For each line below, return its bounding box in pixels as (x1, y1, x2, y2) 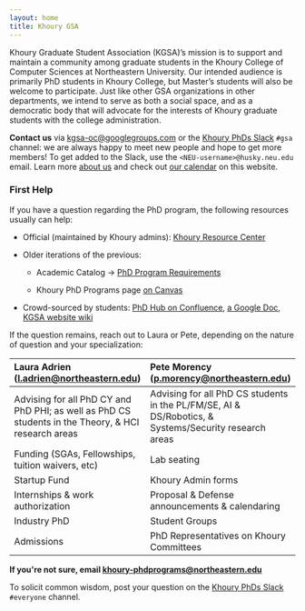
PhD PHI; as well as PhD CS (14, 404, 132, 416)
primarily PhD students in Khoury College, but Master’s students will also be (9, 75, 293, 86)
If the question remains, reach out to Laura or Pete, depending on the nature (9, 329, 295, 340)
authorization (14, 499, 71, 512)
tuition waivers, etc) (14, 458, 98, 471)
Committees (149, 540, 202, 553)
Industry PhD (14, 515, 70, 527)
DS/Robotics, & (149, 410, 214, 423)
